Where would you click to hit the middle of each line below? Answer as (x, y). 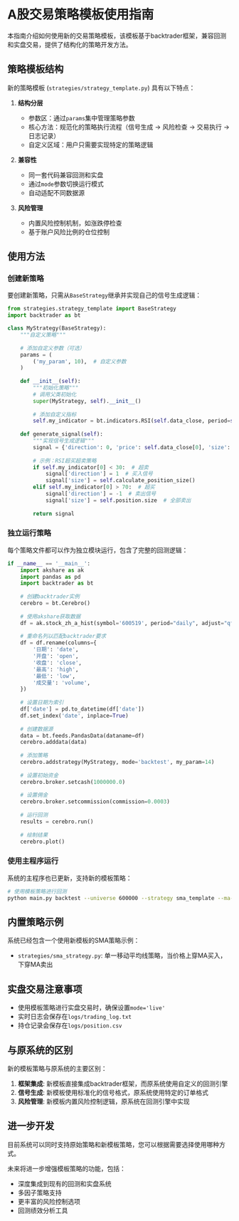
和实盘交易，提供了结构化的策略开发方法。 (70, 44)
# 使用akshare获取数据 (51, 617)
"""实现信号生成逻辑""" (64, 441)
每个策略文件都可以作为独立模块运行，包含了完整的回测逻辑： (98, 550)
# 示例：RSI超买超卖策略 (65, 461)
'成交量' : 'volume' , (62, 683)
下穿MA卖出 (35, 965)
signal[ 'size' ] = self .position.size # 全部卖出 (118, 500)
